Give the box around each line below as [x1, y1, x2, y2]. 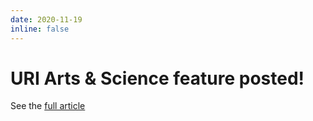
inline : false [10, 24, 70, 34]
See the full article [10, 100, 86, 112]
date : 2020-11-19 [10, 14, 83, 25]
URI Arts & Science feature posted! [10, 67, 305, 90]
